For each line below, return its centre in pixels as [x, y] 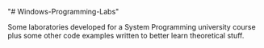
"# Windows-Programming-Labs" [63, 12]
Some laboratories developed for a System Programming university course [132, 27]
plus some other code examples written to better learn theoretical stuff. [126, 36]
